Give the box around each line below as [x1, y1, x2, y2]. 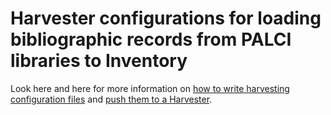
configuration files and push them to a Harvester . [10, 93, 213, 105]
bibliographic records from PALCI [10, 28, 292, 51]
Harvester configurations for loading [10, 7, 322, 30]
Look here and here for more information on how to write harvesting [10, 82, 290, 94]
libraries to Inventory [10, 50, 188, 72]
